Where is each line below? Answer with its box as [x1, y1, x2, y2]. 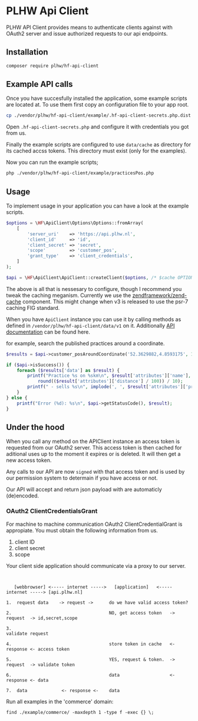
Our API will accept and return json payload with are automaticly [6, 486, 162, 493]
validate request [6, 631, 49, 636]
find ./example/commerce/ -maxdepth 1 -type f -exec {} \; [6, 709, 154, 715]
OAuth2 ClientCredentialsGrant [6, 507, 98, 515]
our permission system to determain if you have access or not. [6, 474, 158, 481]
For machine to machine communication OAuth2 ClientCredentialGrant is [6, 520, 183, 528]
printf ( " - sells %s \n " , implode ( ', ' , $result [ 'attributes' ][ [27, 384, 186, 390]
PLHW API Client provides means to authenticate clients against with [6, 24, 173, 31]
